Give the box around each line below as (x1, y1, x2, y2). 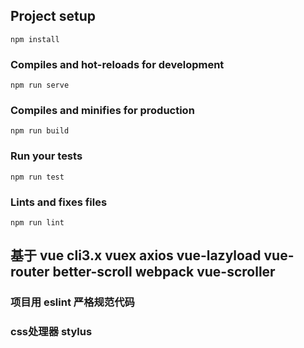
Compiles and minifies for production (10, 104, 195, 118)
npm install (10, 34, 60, 44)
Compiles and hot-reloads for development (10, 57, 225, 71)
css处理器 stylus (10, 325, 93, 339)
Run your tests (10, 149, 83, 163)
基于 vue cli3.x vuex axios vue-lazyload (10, 247, 262, 264)
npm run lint (10, 218, 65, 228)
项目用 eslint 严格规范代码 (10, 295, 135, 309)
